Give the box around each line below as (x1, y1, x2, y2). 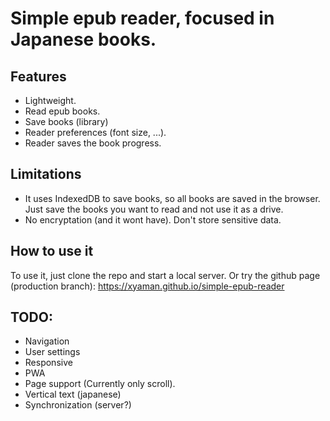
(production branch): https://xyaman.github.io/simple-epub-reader (10, 280, 285, 292)
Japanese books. (10, 28, 157, 51)
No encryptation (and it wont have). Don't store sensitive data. (24, 213, 282, 226)
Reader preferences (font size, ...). (24, 127, 167, 138)
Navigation (24, 335, 70, 347)
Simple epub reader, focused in (10, 7, 275, 30)
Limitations (10, 166, 82, 183)
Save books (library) (24, 116, 109, 127)
